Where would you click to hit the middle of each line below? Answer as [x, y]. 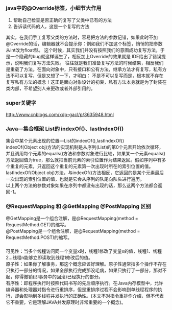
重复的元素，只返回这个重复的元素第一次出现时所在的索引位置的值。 [82, 166]
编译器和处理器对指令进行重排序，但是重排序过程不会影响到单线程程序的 [82, 290]
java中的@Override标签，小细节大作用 [54, 8]
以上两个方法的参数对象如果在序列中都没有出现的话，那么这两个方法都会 [82, 185]
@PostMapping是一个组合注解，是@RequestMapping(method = [73, 231]
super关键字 [21, 103]
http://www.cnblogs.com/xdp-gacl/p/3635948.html [60, 114]
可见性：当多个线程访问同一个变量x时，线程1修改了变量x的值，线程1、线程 [84, 251]
